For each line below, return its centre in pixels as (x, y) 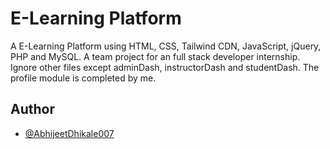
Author (32, 109)
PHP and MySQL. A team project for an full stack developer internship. (155, 56)
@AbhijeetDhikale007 (69, 133)
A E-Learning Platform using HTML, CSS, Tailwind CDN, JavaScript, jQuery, (166, 46)
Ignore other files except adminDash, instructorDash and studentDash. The (165, 67)
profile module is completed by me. (83, 78)
